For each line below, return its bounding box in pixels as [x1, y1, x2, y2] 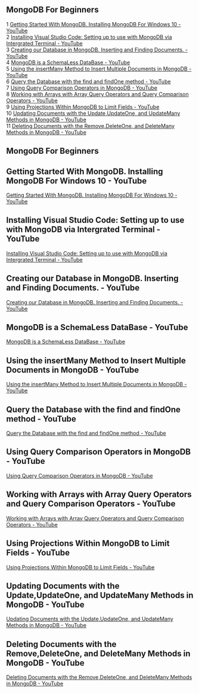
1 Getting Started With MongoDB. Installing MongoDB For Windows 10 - [6, 20, 181, 28]
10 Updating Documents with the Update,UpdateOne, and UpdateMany [6, 109, 181, 117]
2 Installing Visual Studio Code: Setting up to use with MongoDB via [6, 33, 172, 41]
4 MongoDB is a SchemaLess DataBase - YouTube [6, 59, 130, 66]
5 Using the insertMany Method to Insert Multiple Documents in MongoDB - [6, 65, 192, 72]
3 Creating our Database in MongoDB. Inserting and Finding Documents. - [6, 46, 188, 53]
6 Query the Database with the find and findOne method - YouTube [6, 78, 171, 85]
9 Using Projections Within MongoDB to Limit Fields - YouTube [6, 103, 160, 110]
